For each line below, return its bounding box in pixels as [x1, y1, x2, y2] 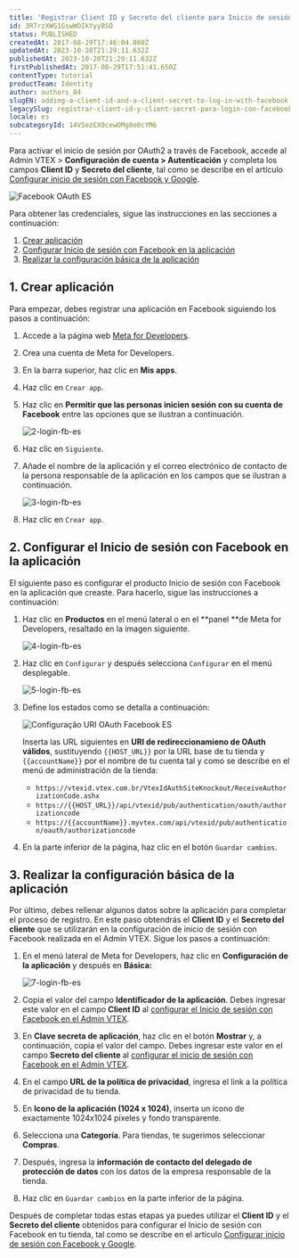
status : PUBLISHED [9, 29, 77, 38]
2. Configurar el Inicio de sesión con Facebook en [9, 540, 289, 555]
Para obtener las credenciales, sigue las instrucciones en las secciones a [9, 209, 278, 218]
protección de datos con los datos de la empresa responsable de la [21, 1166, 271, 1177]
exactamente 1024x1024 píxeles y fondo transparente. [21, 1113, 222, 1123]
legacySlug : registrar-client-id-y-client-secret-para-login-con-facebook [9, 104, 293, 113]
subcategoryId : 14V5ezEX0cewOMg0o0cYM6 [9, 121, 158, 130]
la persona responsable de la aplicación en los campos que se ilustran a [21, 470, 287, 481]
